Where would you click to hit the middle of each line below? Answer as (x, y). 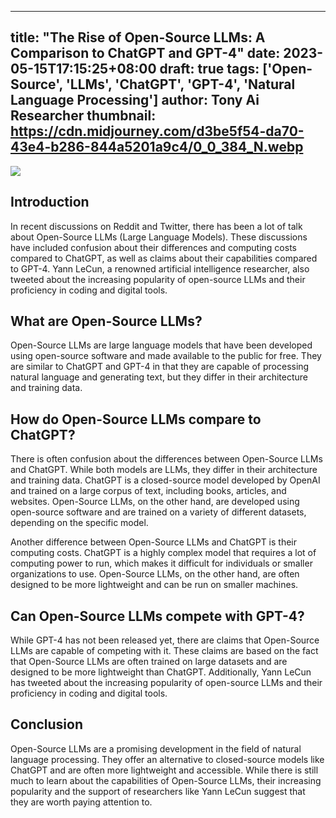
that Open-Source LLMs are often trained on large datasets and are (149, 662)
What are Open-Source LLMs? (106, 321)
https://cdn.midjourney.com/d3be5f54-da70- (157, 131)
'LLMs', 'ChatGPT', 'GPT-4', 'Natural (180, 84)
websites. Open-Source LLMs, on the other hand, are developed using (155, 502)
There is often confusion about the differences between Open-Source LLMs (166, 459)
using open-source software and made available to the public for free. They (166, 356)
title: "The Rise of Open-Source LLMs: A (138, 37)
